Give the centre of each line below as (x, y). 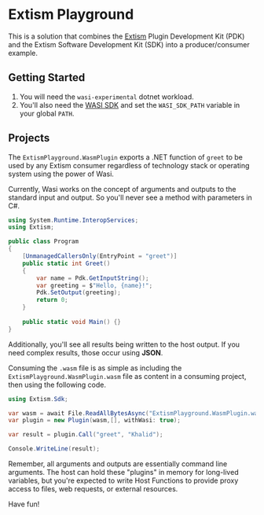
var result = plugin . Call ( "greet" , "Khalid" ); (86, 435)
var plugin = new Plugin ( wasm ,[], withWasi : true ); (94, 421)
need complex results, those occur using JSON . (86, 352)
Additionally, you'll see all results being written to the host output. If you (124, 344)
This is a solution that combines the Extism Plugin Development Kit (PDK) (126, 36)
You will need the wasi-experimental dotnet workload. (106, 97)
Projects (29, 138)
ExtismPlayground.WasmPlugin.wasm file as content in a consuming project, (127, 376)
